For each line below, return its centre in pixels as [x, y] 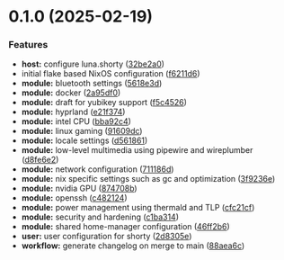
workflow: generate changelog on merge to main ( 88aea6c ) [133, 246]
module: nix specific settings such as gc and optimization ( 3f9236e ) [148, 179]
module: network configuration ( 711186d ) [98, 169]
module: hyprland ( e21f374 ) [73, 112]
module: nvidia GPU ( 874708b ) [79, 188]
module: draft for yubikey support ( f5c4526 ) [104, 103]
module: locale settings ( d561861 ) [84, 140]
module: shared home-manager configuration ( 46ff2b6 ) [125, 227]
